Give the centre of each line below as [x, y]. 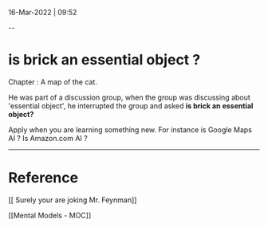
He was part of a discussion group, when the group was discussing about [130, 97]
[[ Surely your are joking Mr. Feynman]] [73, 200]
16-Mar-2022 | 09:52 [43, 12]
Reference [43, 178]
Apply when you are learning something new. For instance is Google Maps [130, 129]
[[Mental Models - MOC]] [50, 215]
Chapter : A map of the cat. [53, 82]
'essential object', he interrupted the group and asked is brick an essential [131, 106]
